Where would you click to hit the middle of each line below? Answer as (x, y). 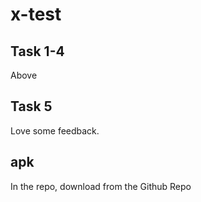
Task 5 (31, 106)
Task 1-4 (37, 51)
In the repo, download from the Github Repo (101, 186)
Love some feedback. (55, 130)
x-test (36, 14)
